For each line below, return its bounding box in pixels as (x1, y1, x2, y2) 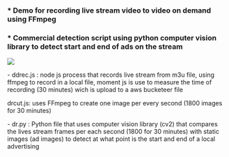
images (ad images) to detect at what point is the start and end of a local (7, 135, 216, 143)
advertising (7, 142, 40, 151)
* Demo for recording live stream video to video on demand (7, 6, 212, 15)
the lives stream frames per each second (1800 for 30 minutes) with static (7, 128, 219, 136)
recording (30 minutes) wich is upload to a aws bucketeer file (7, 86, 183, 94)
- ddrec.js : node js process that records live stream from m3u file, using (7, 70, 214, 79)
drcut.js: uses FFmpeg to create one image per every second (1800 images (7, 99, 223, 107)
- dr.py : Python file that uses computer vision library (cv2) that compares (7, 120, 218, 128)
